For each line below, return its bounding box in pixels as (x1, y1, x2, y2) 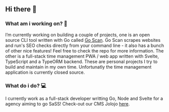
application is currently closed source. (5, 69, 85, 75)
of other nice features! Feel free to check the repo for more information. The (5, 47, 164, 53)
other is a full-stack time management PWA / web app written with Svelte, (5, 53, 159, 59)
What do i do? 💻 (5, 82, 47, 89)
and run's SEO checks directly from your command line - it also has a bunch (5, 42, 164, 48)
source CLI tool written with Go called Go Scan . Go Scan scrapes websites (5, 37, 161, 43)
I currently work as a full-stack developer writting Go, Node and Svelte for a (5, 95, 163, 101)
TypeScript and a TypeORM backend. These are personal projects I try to (5, 59, 158, 65)
